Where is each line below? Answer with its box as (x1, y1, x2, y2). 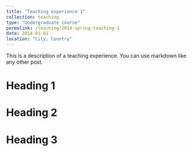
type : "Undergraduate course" (6, 19, 81, 25)
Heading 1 (6, 79, 56, 92)
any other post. (6, 58, 43, 65)
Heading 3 (6, 133, 58, 146)
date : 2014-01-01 (6, 31, 49, 37)
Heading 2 (6, 106, 58, 120)
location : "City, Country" (6, 36, 72, 42)
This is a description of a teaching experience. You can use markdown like (6, 52, 187, 59)
